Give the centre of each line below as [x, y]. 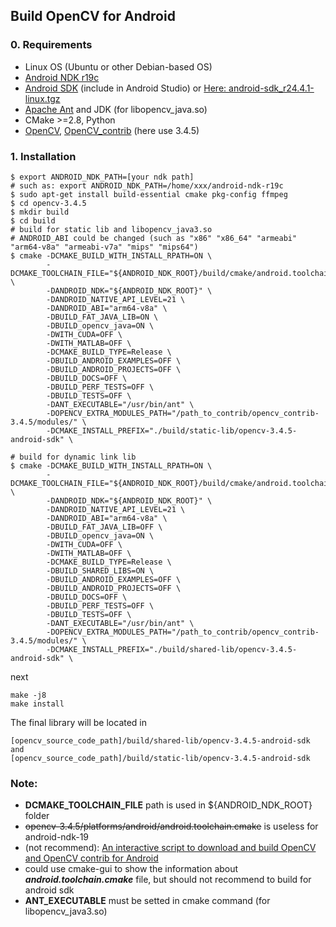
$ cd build [33, 220]
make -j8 [28, 695]
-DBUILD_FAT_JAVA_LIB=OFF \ [104, 527]
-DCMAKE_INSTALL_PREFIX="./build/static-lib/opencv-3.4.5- [172, 430]
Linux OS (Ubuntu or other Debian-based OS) [118, 66]
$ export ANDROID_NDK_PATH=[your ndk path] [102, 177]
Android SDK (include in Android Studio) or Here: [125, 88]
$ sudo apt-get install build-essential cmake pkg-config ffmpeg [149, 194]
